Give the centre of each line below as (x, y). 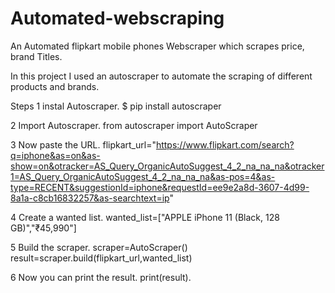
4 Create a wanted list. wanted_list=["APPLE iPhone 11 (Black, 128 (145, 217)
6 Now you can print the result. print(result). (101, 277)
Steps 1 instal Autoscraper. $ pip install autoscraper (116, 106)
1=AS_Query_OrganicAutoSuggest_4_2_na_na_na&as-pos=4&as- (143, 176)
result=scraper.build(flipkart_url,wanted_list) (101, 258)
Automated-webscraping (117, 18)
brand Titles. (36, 56)
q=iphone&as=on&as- (55, 155)
